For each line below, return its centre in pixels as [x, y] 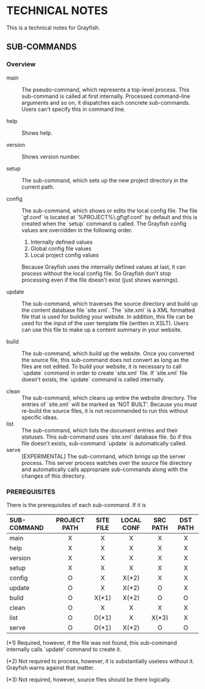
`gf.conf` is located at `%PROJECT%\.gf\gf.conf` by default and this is [110, 217]
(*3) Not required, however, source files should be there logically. [89, 679]
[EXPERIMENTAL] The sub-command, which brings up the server [104, 456]
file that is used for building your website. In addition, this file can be [107, 317]
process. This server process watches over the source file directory [107, 462]
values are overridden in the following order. [77, 230]
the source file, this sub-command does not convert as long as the [105, 360]
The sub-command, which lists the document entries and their [100, 430]
